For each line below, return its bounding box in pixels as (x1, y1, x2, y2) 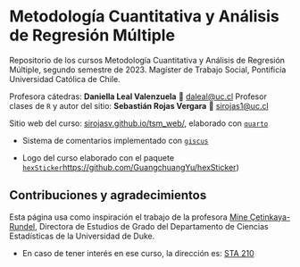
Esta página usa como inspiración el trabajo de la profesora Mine (9, 212, 248, 222)
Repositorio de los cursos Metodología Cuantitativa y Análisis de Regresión (9, 54, 286, 65)
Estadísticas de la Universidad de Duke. (9, 230, 155, 241)
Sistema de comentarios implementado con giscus (21, 135, 209, 146)
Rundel (9, 221, 36, 231)
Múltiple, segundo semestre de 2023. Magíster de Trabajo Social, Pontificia (9, 64, 287, 75)
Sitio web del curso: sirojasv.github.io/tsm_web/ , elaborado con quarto (9, 118, 269, 129)
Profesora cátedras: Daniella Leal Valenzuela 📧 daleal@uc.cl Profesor (9, 91, 268, 102)
